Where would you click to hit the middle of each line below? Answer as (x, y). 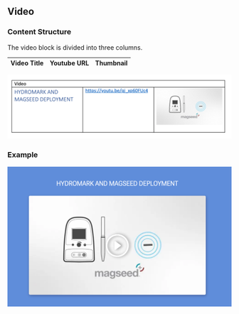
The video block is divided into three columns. (75, 47)
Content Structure (39, 32)
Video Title (27, 63)
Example (23, 155)
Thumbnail (111, 63)
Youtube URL (69, 63)
